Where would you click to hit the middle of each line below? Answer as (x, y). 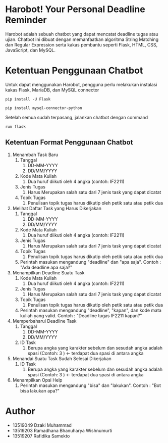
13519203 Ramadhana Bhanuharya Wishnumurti (62, 430)
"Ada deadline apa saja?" (46, 267)
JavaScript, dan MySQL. (31, 50)
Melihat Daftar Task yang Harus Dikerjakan (57, 208)
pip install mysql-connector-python (44, 108)
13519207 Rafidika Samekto (41, 436)
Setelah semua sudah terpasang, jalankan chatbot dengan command (77, 117)
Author (20, 411)
